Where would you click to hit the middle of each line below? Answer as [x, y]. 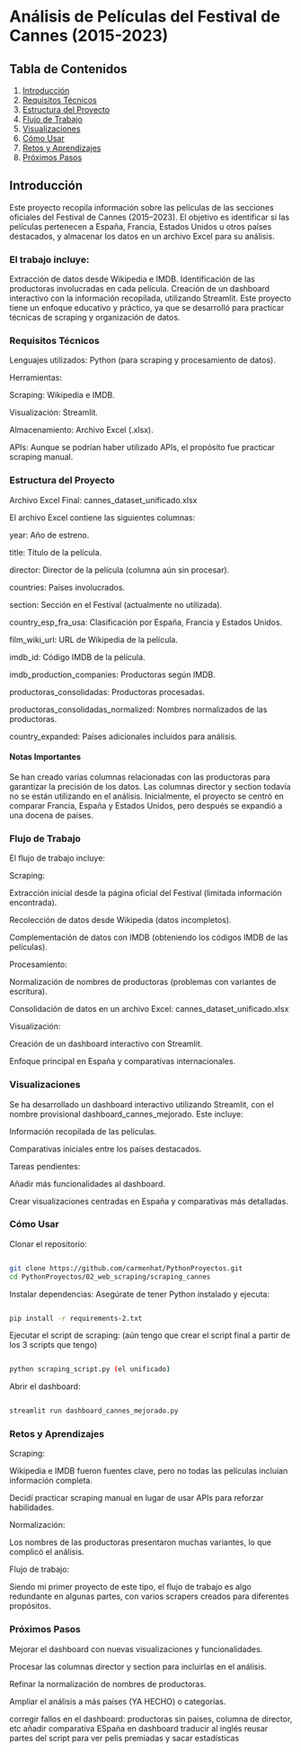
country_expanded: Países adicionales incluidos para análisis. [124, 736]
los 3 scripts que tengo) [53, 1345]
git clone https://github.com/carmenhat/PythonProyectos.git [126, 1268]
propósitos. [31, 1606]
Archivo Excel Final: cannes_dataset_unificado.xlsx [103, 500]
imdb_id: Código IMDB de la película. [77, 657]
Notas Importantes [45, 757]
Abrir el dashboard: [45, 1386]
